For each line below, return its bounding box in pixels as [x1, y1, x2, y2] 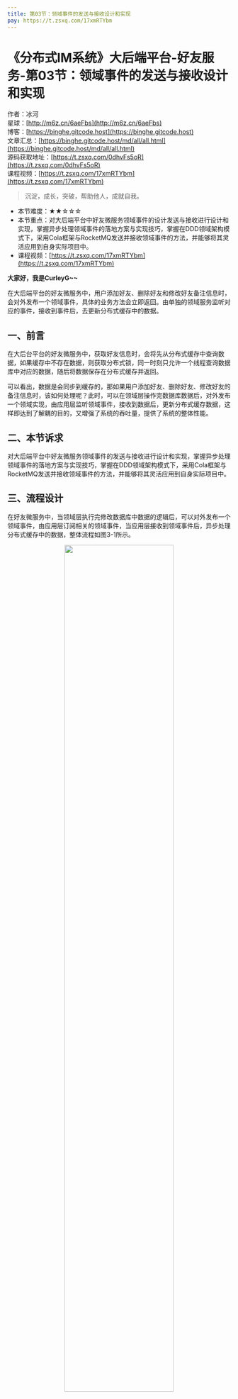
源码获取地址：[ [7, 153, 54, 162]
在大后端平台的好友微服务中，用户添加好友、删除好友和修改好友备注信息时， [7, 289, 231, 298]
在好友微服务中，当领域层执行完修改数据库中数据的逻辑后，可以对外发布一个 [7, 512, 231, 521]
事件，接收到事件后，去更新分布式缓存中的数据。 [19, 306, 163, 316]
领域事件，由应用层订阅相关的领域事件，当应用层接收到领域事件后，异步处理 [7, 521, 231, 530]
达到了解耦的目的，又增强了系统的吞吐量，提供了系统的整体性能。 [19, 409, 212, 418]
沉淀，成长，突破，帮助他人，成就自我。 [24, 192, 143, 201]
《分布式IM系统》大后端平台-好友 [7, 50, 203, 66]
